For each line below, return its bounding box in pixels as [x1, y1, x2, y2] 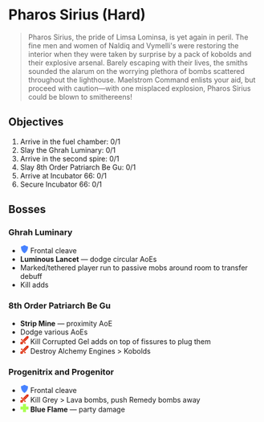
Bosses [8, 203, 47, 216]
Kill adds [19, 280, 49, 290]
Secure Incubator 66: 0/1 [19, 179, 103, 189]
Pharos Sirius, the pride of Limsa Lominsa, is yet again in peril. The [27, 32, 249, 42]
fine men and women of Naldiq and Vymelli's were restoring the [27, 40, 239, 50]
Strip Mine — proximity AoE [19, 318, 113, 328]
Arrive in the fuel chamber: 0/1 [19, 137, 120, 146]
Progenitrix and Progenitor [8, 366, 115, 377]
